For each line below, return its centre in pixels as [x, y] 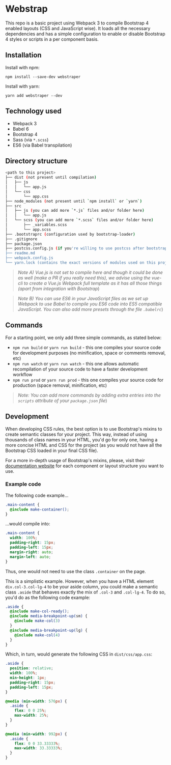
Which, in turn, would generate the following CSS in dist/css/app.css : [79, 654]
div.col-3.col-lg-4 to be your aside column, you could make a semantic [82, 586]
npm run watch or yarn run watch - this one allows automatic [76, 363]
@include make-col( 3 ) [37, 621]
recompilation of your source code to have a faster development [80, 369]
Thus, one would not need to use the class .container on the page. [76, 571]
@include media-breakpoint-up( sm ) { [49, 616]
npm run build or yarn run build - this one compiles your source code [87, 347]
